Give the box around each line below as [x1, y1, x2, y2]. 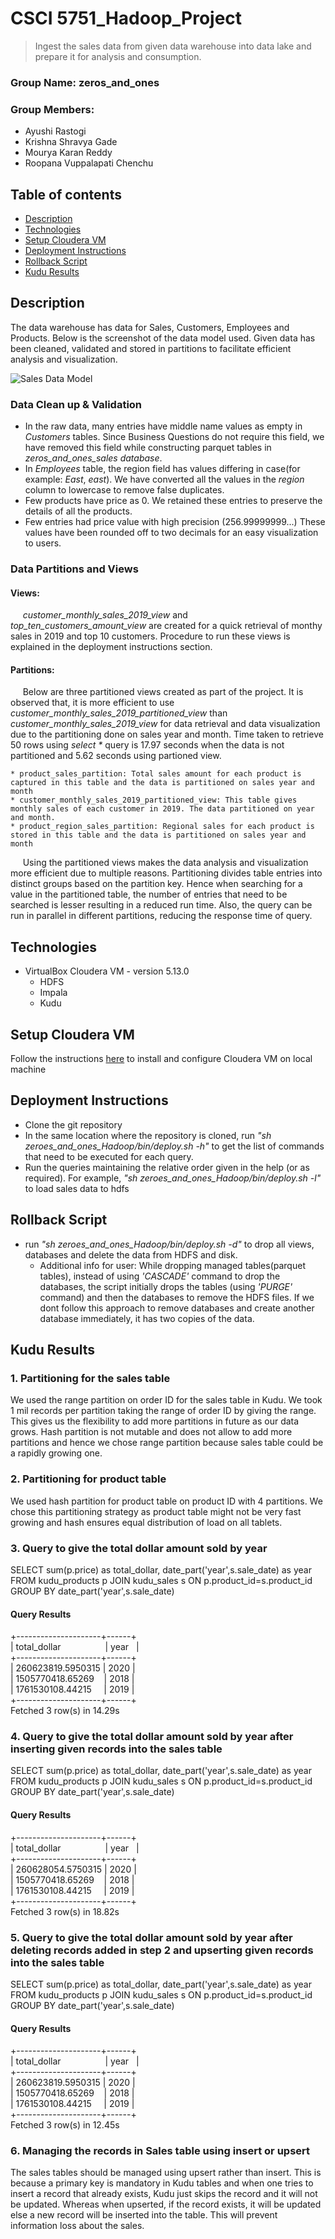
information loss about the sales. [10, 2220, 145, 2232]
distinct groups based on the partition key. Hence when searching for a [10, 878, 303, 890]
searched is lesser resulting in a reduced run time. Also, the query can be [10, 899, 313, 911]
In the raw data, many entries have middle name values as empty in [24, 420, 303, 432]
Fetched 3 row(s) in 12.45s [10, 2119, 120, 2131]
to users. [24, 537, 62, 549]
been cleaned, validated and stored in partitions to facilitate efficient [10, 342, 292, 354]
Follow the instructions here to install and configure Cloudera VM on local [10, 1053, 313, 1065]
